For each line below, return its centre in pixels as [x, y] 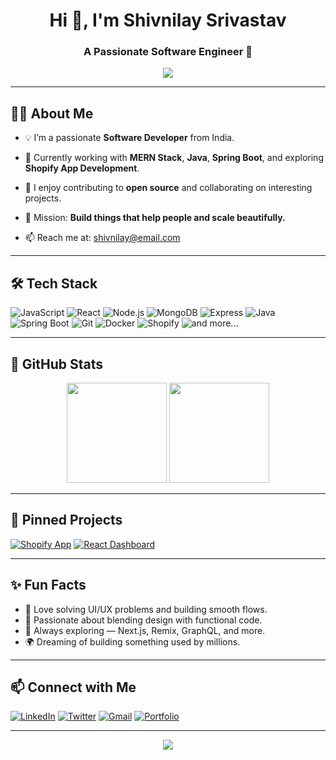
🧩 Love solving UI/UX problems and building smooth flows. [146, 609]
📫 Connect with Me [73, 687]
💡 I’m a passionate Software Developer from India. [129, 138]
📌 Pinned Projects [66, 520]
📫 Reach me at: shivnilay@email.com [102, 238]
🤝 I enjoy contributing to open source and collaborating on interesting [168, 188]
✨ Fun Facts [48, 585]
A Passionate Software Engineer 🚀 [168, 52]
